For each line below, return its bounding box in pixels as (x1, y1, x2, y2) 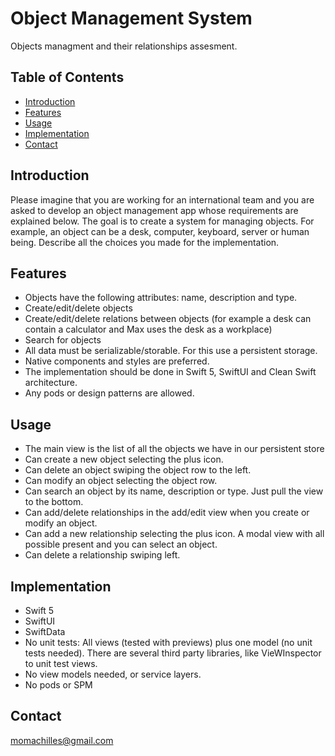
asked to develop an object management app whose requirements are (10, 204, 299, 216)
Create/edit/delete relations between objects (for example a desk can (24, 313, 312, 325)
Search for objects (24, 334, 102, 346)
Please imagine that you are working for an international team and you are (10, 193, 315, 206)
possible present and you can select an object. (24, 538, 218, 551)
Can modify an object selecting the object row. (24, 475, 218, 487)
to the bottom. (24, 496, 84, 508)
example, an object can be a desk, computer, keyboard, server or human (10, 225, 310, 237)
